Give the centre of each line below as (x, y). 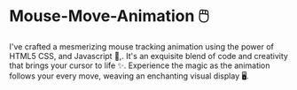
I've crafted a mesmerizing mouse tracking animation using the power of (142, 46)
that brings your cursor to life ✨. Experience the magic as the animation (140, 65)
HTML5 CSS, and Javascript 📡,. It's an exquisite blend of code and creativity (148, 56)
